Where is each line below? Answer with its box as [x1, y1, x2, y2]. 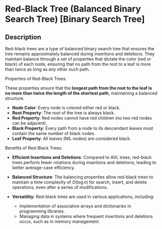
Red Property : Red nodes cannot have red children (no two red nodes [12, 115, 152, 121]
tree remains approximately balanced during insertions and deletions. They [5, 51, 155, 57]
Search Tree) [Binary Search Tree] [5, 14, 145, 25]
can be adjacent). [12, 120, 48, 126]
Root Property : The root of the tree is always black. [12, 110, 115, 116]
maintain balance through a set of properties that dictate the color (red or [5, 56, 151, 61]
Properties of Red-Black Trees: [5, 76, 67, 81]
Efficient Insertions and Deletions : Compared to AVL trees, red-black [12, 154, 152, 160]
